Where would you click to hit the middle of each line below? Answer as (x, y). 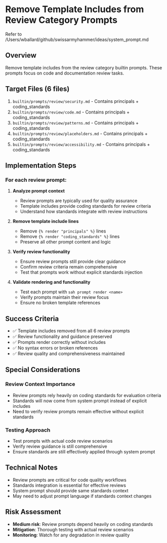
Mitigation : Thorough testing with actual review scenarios (73, 529)
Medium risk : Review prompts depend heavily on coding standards (83, 524)
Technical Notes (32, 468)
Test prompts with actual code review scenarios (62, 441)
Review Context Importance (40, 384)
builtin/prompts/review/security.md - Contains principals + (76, 101)
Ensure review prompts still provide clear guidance (73, 261)
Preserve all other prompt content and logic (66, 242)
